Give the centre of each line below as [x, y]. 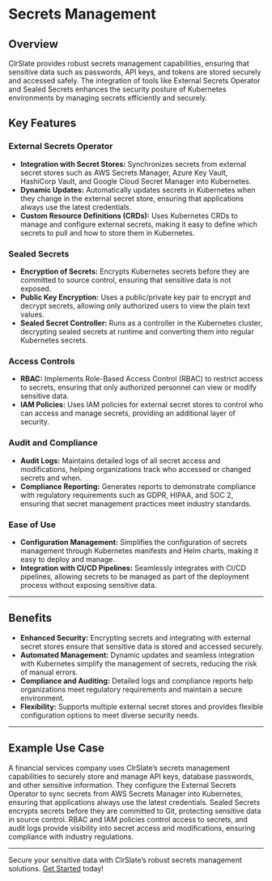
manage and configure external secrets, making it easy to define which [138, 224]
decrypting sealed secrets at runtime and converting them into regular [137, 331]
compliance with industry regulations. [71, 836]
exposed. [36, 288]
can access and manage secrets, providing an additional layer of [128, 413]
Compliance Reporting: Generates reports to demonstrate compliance [138, 486]
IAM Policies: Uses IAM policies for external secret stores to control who [142, 405]
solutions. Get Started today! [56, 868]
